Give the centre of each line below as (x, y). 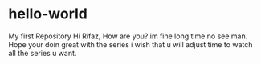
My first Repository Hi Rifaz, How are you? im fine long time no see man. (128, 36)
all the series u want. (43, 53)
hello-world (48, 14)
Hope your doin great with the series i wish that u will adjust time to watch (130, 44)
